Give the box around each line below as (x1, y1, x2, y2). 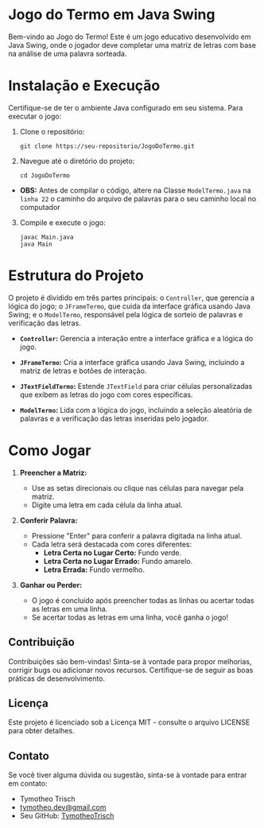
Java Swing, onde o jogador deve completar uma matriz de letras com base (8, 40, 257, 49)
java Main (19, 240, 53, 248)
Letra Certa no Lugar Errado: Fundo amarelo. (43, 556, 193, 566)
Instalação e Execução (8, 77, 161, 95)
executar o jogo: (8, 111, 62, 121)
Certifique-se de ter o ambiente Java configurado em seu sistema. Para (8, 103, 243, 112)
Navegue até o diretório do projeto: (19, 156, 135, 165)
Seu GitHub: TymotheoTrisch (19, 811, 115, 821)
